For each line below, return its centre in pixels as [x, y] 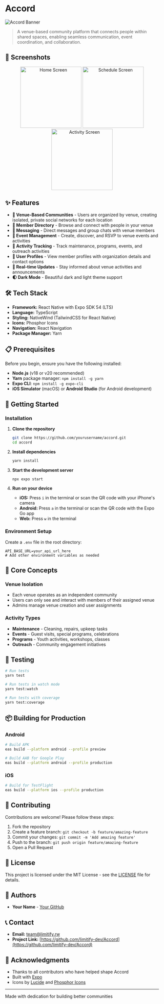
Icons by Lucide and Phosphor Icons [49, 982]
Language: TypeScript [35, 313]
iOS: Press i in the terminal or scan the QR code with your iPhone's [87, 498]
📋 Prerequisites [30, 349]
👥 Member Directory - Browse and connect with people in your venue [82, 225]
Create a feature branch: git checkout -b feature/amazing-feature [80, 832]
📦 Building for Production [45, 718]
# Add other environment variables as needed [52, 555]
